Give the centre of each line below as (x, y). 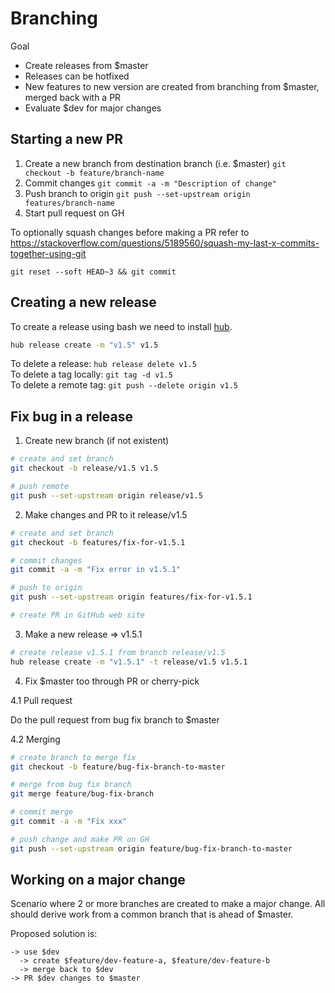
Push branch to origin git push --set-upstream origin (137, 193)
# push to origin (46, 588)
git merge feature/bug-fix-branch (82, 794)
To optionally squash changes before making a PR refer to (130, 232)
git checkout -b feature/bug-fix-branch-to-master (118, 767)
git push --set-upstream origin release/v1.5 (106, 495)
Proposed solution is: (54, 934)
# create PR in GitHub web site (77, 615)
